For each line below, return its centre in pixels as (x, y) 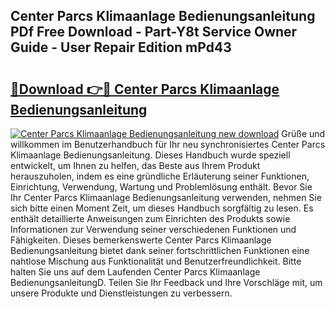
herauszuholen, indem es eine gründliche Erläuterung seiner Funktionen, (160, 176)
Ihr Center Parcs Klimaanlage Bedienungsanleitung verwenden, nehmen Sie (166, 197)
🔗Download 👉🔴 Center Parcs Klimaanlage (145, 89)
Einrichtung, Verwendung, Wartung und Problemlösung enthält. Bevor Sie (161, 187)
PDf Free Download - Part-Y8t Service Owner (154, 32)
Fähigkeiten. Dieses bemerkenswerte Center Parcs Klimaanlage (141, 240)
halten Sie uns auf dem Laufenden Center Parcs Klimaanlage (135, 272)
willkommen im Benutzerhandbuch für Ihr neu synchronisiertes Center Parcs (168, 144)
